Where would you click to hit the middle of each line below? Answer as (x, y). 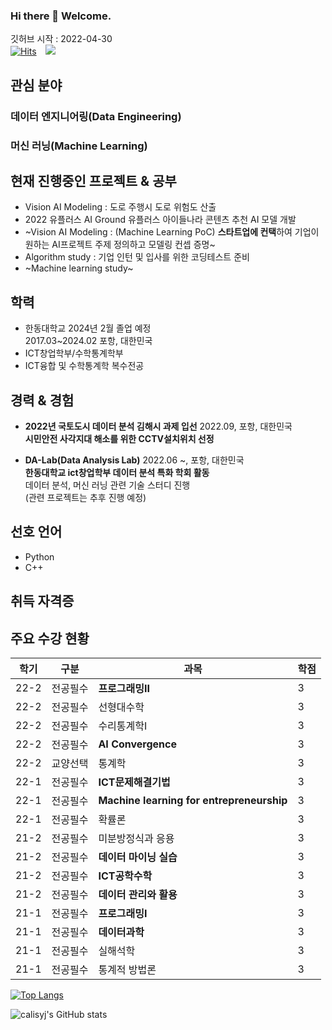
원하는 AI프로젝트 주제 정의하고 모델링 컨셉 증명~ (120, 245)
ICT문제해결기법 (134, 782)
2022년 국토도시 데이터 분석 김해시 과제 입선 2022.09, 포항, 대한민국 (158, 426)
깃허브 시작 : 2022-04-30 (61, 39)
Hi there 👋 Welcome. (61, 16)
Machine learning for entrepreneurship (193, 800)
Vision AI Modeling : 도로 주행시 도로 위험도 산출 (120, 207)
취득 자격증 (42, 601)
